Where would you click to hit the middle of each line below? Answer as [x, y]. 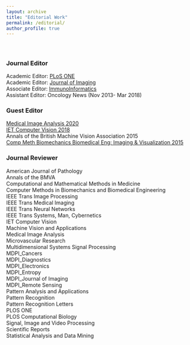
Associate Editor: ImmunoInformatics [52, 89]
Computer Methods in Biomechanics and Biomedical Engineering [86, 190]
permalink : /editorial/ [36, 23]
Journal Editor [27, 63]
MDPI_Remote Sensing [34, 285]
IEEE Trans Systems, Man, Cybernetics [54, 215]
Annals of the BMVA [31, 177]
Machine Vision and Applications [46, 228]
